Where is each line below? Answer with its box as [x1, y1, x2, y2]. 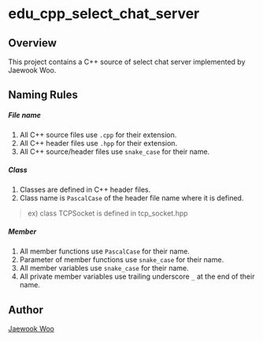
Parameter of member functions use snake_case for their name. [19, 255, 224, 264]
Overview [8, 36, 57, 50]
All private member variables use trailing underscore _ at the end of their [19, 272, 255, 281]
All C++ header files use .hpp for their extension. [19, 139, 178, 148]
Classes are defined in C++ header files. [19, 185, 151, 194]
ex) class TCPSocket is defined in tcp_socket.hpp [27, 208, 188, 218]
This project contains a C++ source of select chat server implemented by [8, 57, 246, 66]
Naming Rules [8, 88, 79, 102]
